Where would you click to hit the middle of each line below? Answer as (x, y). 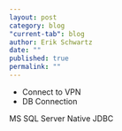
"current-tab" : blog (47, 34)
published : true (39, 58)
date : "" (25, 50)
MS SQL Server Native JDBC (61, 118)
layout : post (33, 17)
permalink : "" (35, 67)
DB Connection (50, 101)
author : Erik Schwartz (51, 42)
